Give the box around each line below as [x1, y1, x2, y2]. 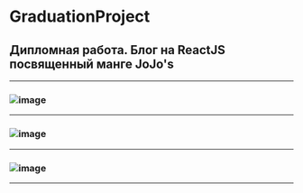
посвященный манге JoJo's [9, 56, 174, 71]
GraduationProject [9, 6, 151, 27]
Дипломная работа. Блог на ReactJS [9, 42, 225, 58]
